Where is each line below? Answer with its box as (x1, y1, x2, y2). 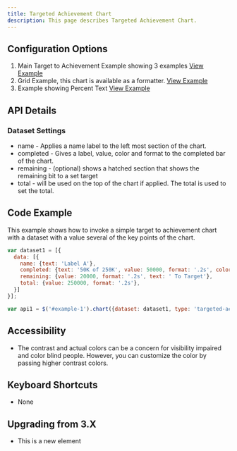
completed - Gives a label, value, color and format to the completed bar (17, 149, 226, 157)
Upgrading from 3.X (7, 418, 97, 430)
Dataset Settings (7, 125, 66, 135)
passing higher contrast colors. (17, 359, 109, 367)
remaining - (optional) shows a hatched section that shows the (17, 164, 200, 173)
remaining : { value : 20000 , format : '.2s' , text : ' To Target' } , (20, 273, 213, 280)
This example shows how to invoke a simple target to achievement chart (7, 225, 217, 234)
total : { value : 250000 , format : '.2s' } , (20, 280, 140, 287)
